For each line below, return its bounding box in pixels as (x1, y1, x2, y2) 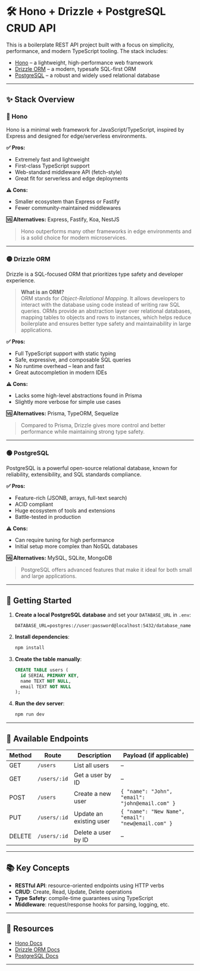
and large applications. (20, 572, 77, 580)
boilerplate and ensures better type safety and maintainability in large (20, 320, 192, 327)
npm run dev (14, 711, 45, 718)
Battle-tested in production (14, 513, 82, 521)
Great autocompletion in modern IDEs (14, 369, 107, 376)
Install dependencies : (14, 633, 70, 640)
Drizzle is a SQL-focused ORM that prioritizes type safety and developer (6, 270, 183, 278)
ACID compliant (14, 501, 54, 508)
